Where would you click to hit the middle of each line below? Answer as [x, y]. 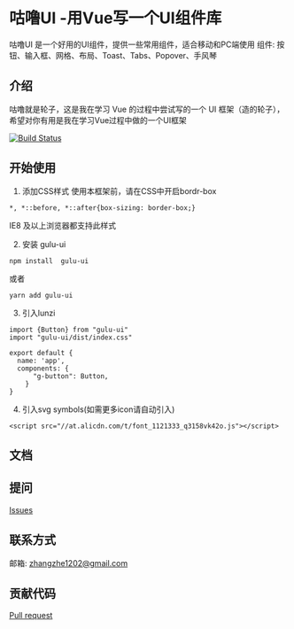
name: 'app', [41, 361]
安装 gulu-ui [44, 244]
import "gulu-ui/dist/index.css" [71, 338]
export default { [41, 353]
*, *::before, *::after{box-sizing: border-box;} [103, 208]
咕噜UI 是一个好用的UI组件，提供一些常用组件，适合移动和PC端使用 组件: [142, 44]
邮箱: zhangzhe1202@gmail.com [69, 563]
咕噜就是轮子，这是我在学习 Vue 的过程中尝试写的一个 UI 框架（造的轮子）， [147, 109]
